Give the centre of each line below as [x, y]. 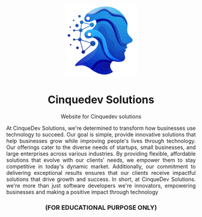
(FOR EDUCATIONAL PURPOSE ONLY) [101, 207]
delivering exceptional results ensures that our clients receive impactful [101, 173]
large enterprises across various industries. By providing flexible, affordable [101, 153]
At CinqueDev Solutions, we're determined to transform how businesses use [101, 128]
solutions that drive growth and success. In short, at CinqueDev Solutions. [101, 179]
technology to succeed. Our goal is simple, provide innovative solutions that [101, 134]
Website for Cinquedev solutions [101, 116]
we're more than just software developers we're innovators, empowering [101, 185]
